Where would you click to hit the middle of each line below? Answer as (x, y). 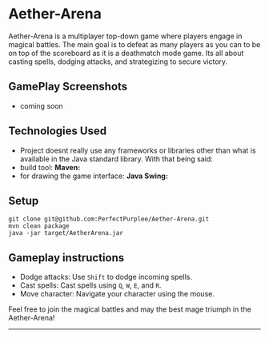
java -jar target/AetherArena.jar (66, 233)
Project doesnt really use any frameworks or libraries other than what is (138, 150)
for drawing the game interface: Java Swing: (94, 176)
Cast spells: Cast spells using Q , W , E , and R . (90, 285)
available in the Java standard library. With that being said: (116, 159)
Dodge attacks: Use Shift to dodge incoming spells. (106, 277)
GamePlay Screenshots (68, 87)
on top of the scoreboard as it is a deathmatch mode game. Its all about (126, 53)
